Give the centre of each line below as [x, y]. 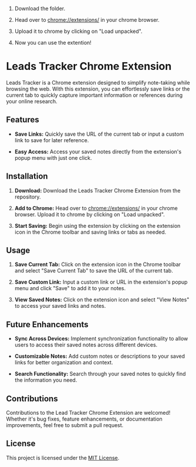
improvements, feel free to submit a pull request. [65, 425]
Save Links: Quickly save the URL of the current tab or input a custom [99, 134]
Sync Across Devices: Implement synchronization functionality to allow [101, 339]
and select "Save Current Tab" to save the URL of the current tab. [94, 271]
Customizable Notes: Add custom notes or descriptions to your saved [100, 356]
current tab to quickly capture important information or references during [94, 95]
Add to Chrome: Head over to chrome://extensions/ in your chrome [96, 208]
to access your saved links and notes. [60, 306]
